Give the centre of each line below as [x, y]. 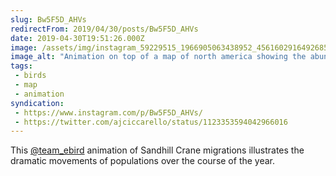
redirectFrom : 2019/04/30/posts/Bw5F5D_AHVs [104, 29]
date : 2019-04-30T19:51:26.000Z [77, 38]
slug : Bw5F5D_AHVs [48, 19]
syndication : [37, 103]
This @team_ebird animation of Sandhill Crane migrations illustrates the [157, 150]
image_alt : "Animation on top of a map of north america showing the [158, 57]
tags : [21, 66]
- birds [30, 76]
